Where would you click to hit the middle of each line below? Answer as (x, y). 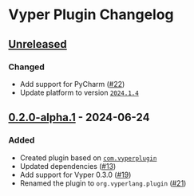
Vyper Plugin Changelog (91, 15)
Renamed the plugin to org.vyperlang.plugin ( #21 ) (103, 183)
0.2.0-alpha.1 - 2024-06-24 (79, 118)
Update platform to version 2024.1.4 (79, 92)
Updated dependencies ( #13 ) (68, 166)
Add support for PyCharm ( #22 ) (72, 84)
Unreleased (38, 44)
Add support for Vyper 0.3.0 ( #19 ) (75, 174)
